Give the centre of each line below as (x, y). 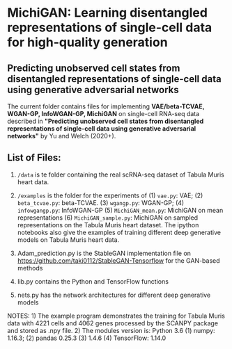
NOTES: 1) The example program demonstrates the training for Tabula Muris (116, 316)
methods (30, 268)
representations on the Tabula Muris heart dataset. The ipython (108, 225)
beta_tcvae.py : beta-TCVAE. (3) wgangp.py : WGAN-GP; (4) (101, 202)
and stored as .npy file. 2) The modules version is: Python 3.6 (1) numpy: (111, 330)
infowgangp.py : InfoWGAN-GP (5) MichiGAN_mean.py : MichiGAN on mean (120, 210)
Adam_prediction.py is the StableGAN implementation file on (104, 253)
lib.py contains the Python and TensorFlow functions (93, 281)
